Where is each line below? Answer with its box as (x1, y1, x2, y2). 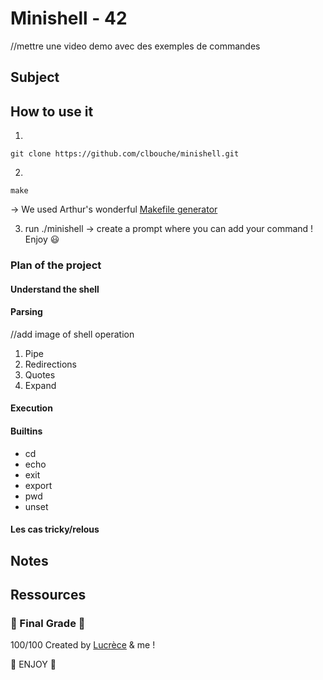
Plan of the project (10, 258, 102, 272)
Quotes (24, 368, 56, 381)
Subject (10, 69, 60, 86)
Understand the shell (10, 283, 100, 295)
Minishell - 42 (10, 7, 128, 30)
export (24, 479, 53, 491)
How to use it (10, 103, 94, 120)
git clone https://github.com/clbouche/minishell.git (10, 149, 240, 159)
